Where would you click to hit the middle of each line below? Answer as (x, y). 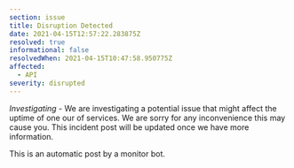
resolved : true (37, 42)
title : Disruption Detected (61, 26)
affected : (28, 67)
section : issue (37, 17)
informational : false (49, 50)
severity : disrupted (48, 83)
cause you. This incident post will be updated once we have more (129, 127)
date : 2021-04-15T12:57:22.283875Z (75, 34)
